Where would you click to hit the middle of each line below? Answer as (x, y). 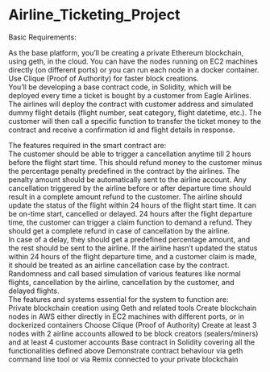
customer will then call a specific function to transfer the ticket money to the (135, 121)
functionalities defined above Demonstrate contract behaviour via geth (126, 350)
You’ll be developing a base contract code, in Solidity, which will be (120, 87)
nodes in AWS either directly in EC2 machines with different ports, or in (126, 316)
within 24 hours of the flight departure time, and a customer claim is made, (133, 256)
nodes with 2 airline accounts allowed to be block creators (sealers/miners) (133, 333)
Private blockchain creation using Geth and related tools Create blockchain (133, 308)
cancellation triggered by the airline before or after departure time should (130, 188)
